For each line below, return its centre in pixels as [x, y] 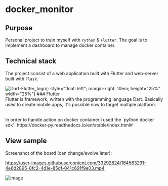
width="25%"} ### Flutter [33, 94]
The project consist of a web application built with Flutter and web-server [82, 73]
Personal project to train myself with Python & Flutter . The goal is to [76, 40]
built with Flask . [22, 79]
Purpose [19, 28]
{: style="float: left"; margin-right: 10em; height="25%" [103, 88]
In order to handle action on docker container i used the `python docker [80, 119]
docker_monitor [39, 9]
